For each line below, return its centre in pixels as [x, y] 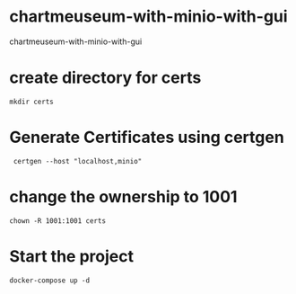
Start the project [72, 256]
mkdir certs [31, 102]
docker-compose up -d [50, 281]
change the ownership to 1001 [123, 197]
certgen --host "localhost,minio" [78, 161]
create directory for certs [105, 78]
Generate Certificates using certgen [147, 138]
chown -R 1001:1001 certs [57, 221]
